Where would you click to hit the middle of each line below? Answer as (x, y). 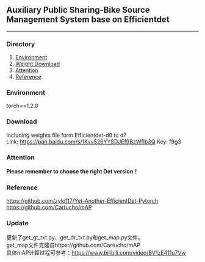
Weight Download (38, 64)
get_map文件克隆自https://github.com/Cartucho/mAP (73, 245)
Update (17, 224)
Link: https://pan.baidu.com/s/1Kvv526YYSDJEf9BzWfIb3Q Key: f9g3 (94, 141)
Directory (21, 44)
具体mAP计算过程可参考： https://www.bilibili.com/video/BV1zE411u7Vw (96, 252)
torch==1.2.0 (22, 106)
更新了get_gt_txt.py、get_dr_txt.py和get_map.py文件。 (75, 237)
